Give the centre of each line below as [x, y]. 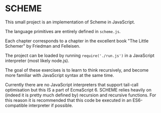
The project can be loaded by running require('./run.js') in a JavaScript [80, 55]
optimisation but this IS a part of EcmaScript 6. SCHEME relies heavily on [78, 90]
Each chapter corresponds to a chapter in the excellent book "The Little [77, 41]
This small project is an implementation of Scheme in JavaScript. [70, 22]
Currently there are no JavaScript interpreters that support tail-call [72, 85]
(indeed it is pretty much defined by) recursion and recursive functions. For [81, 95]
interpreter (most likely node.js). [37, 60]
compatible [16, 105]
